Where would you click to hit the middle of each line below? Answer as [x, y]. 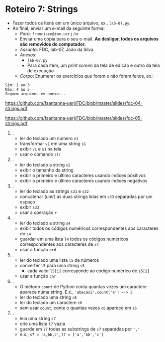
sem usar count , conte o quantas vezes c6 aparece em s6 [78, 308]
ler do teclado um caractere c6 [51, 302]
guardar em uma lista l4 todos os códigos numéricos [74, 239]
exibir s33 [30, 207]
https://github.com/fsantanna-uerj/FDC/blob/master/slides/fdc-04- [74, 103]
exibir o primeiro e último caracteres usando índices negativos [83, 180]
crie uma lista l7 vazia [42, 324]
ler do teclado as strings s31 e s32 [54, 191]
